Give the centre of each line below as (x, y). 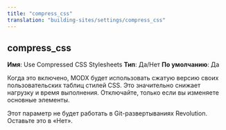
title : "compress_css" (40, 13)
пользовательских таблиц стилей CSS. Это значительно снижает (104, 85)
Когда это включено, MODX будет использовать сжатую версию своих (113, 78)
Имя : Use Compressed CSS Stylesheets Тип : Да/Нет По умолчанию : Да (113, 65)
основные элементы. (38, 100)
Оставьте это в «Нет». (40, 121)
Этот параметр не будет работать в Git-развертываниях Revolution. (107, 113)
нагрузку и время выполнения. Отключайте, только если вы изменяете (113, 93)
